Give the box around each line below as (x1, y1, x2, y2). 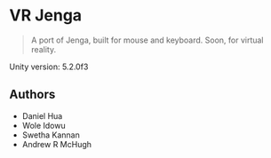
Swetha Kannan (21, 130, 80, 140)
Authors (9, 87, 56, 102)
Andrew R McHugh (21, 138, 92, 149)
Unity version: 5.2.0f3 (9, 61, 89, 72)
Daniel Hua (21, 110, 63, 121)
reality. (30, 43, 56, 54)
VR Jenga (9, 5, 83, 26)
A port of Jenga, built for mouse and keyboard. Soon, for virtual (30, 35, 264, 45)
